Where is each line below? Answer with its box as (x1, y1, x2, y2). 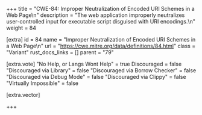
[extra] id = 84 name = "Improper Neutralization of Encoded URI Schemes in (6, 36, 196, 43)
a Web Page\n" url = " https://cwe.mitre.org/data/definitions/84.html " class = (6, 42, 196, 49)
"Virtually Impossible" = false (6, 79, 78, 87)
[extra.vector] (6, 92, 40, 98)
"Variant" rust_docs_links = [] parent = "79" (6, 49, 115, 56)
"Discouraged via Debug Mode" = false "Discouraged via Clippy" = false (6, 73, 186, 80)
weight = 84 (6, 24, 37, 31)
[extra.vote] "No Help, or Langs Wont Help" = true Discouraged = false (6, 60, 182, 67)
